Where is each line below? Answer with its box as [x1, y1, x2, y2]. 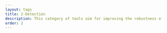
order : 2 [5, 20, 23, 26]
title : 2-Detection [5, 12, 46, 16]
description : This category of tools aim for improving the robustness [5, 16, 157, 21]
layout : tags [5, 7, 32, 12]
